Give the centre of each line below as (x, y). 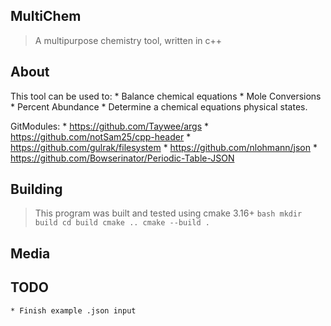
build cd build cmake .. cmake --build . (122, 223)
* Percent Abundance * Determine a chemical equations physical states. (159, 106)
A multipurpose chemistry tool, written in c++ (128, 40)
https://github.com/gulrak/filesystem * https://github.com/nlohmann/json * (164, 147)
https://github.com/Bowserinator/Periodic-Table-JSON (122, 158)
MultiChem (46, 16)
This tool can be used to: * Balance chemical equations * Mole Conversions (166, 96)
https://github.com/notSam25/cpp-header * (101, 136)
